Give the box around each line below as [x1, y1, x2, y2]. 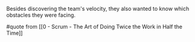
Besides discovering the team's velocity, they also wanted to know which [6, 5, 190, 12]
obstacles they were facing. [6, 11, 76, 19]
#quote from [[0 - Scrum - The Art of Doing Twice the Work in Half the [6, 23, 183, 30]
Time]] [6, 29, 23, 37]
